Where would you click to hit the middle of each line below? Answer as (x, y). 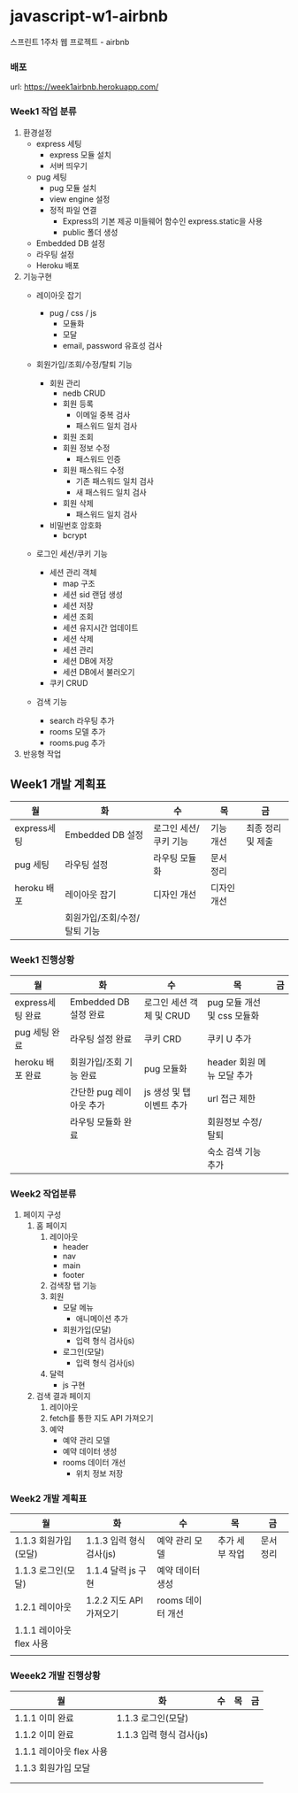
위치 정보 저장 (99, 1473)
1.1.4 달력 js (111, 1571)
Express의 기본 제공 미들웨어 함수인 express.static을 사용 (163, 221)
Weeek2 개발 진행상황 (55, 1676)
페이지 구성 (42, 1214)
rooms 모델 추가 (77, 731)
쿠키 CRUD (69, 682)
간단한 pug (92, 1092)
